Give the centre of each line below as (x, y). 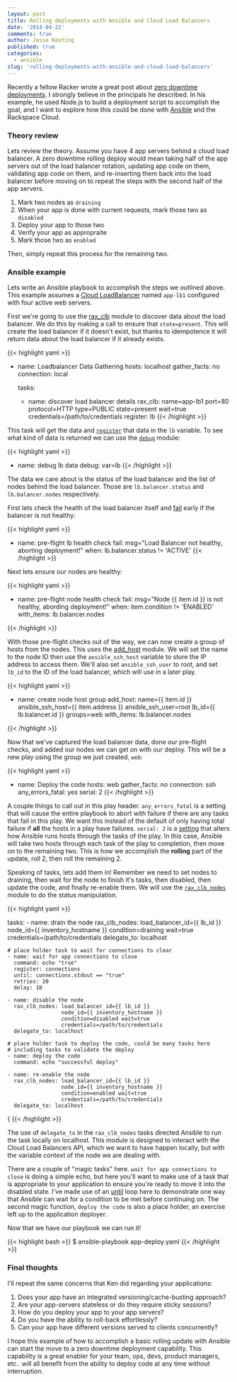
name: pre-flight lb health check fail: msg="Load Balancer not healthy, (120, 543)
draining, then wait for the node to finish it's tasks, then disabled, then (109, 880)
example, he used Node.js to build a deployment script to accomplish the (114, 102)
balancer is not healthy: (41, 516)
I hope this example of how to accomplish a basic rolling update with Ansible (119, 1341)
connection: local (43, 374)
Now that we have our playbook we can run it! (74, 1228)
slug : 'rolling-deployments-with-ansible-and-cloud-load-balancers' (110, 67)
